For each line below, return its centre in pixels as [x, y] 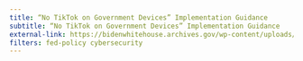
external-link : [38, 34]
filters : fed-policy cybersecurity [76, 43]
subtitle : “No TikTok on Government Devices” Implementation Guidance [145, 26]
